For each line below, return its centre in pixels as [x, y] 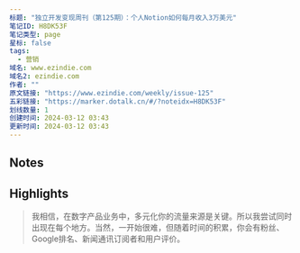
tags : [19, 51]
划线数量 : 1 [29, 110]
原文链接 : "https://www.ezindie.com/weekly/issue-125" [112, 93]
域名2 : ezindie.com [45, 77]
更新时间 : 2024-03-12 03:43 [59, 127]
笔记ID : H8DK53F [38, 26]
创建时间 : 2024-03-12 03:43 [59, 118]
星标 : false [30, 43]
